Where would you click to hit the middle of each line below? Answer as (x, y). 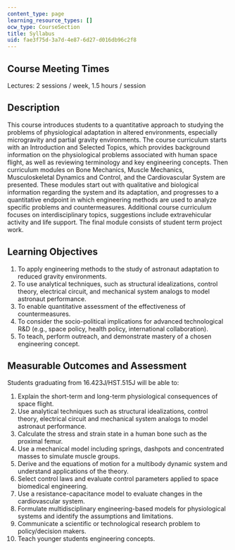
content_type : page (36, 14)
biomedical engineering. (52, 487)
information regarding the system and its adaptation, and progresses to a (113, 192)
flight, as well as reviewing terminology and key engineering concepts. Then (118, 162)
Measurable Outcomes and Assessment (97, 366)
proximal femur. (40, 441)
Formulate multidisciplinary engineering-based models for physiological (122, 509)
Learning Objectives (53, 252)
